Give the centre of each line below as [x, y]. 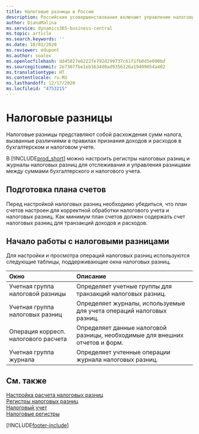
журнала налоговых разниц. [117, 360]
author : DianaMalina [32, 22]
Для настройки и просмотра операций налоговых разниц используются [98, 256]
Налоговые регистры [33, 414]
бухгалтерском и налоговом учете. [51, 147]
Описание [91, 277]
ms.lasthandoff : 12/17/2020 [41, 83]
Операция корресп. [37, 332]
